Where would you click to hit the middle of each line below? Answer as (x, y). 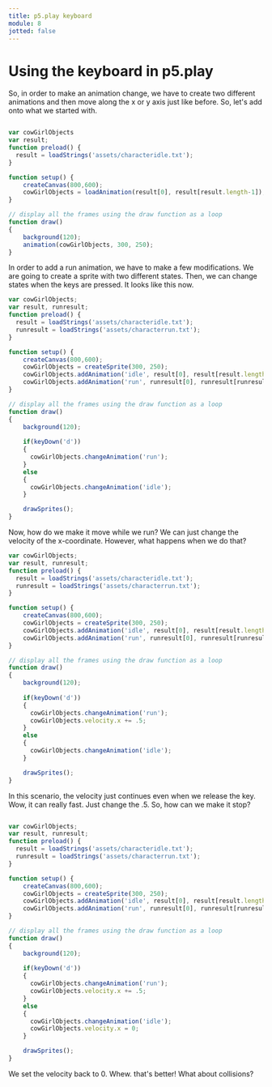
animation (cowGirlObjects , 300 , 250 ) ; (88, 245)
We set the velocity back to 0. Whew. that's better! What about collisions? (131, 1073)
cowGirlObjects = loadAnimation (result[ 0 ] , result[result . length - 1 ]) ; (144, 192)
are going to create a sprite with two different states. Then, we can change (133, 276)
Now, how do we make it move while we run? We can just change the (123, 532)
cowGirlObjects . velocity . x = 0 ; (84, 1029)
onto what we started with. (53, 111)
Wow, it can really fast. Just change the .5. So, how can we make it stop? (130, 804)
